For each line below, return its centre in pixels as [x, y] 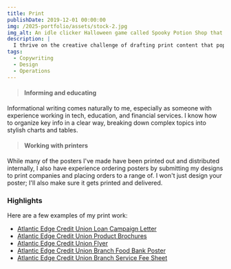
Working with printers [56, 145]
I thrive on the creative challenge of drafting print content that [113, 45]
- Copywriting [33, 58]
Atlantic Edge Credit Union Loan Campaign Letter [87, 229]
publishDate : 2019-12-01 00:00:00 [57, 20]
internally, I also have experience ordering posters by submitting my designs [115, 168]
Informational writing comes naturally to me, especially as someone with [109, 108]
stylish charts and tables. [43, 130]
